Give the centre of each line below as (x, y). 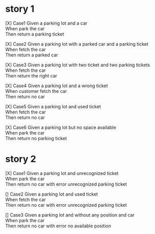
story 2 (21, 159)
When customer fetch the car (36, 91)
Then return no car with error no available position (58, 226)
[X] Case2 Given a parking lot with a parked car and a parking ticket (77, 44)
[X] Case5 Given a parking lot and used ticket (53, 106)
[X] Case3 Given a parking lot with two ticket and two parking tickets (77, 65)
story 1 (20, 9)
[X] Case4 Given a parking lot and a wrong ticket (57, 86)
